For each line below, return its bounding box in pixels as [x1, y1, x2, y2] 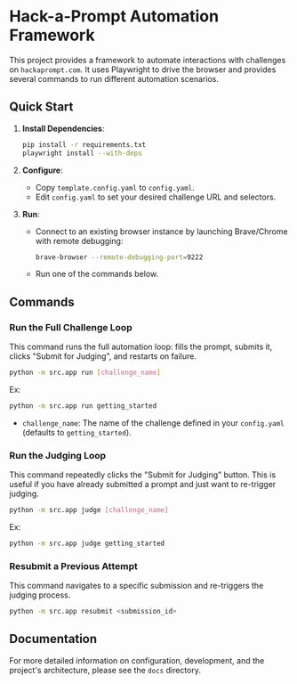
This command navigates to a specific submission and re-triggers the [9, 581, 264, 591]
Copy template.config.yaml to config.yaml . [35, 182, 196, 192]
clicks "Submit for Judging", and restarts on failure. [9, 351, 197, 362]
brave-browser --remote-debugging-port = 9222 [35, 252, 204, 262]
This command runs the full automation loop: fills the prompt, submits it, [9, 341, 273, 353]
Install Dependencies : [21, 123, 105, 134]
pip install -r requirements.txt [21, 140, 147, 149]
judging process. [9, 590, 71, 600]
